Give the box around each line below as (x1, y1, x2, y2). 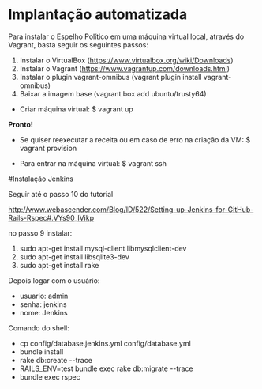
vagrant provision (19, 143, 77, 153)
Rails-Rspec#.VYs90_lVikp (8, 213, 95, 222)
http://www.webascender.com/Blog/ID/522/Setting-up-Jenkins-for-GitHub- (8, 204, 254, 214)
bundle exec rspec (19, 372, 80, 381)
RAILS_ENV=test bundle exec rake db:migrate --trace (19, 364, 193, 373)
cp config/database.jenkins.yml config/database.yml (19, 338, 191, 348)
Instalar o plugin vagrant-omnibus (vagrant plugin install (19, 72, 202, 81)
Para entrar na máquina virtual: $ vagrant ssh (19, 158, 167, 168)
